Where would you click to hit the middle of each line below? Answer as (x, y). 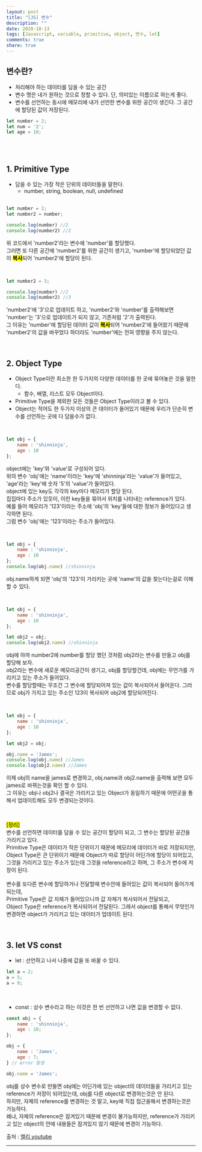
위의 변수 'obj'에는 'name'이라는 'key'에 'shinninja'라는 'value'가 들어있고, (94, 476)
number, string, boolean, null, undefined (73, 191)
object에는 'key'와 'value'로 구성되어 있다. (56, 468)
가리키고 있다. (23, 840)
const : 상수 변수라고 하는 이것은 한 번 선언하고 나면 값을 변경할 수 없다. (98, 1007)
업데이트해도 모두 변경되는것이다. (56, 800)
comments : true (25, 40)
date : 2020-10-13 (28, 29)
